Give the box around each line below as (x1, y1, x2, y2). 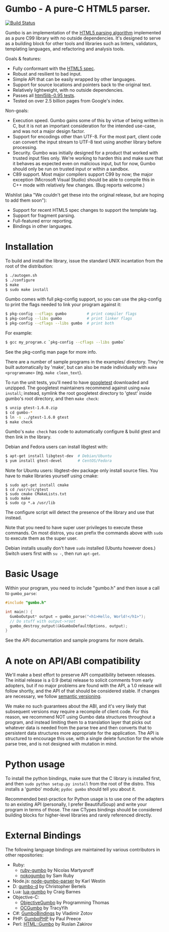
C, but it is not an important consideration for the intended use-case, (12, 123, 156, 129)
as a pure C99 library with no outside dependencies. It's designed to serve (5, 35, 161, 41)
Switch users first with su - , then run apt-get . (5, 550, 101, 556)
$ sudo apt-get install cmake (5, 482, 69, 488)
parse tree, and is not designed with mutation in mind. (5, 741, 118, 747)
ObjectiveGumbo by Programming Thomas (20, 900, 110, 906)
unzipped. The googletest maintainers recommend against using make (5, 385, 150, 391)
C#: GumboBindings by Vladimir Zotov (12, 910, 93, 916)
